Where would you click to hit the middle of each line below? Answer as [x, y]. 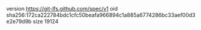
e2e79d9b [19, 21]
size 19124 [46, 21]
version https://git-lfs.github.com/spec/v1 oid [62, 9]
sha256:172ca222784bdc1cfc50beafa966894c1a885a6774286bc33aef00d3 [101, 15]
